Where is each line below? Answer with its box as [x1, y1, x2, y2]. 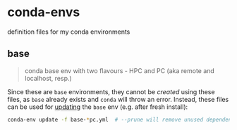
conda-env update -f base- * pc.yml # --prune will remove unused [7, 116, 203, 123]
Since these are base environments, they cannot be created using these [7, 87, 215, 96]
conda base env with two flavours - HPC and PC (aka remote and [24, 66, 215, 74]
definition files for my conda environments [7, 27, 130, 36]
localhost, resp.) [24, 74, 72, 82]
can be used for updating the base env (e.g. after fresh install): [7, 103, 188, 111]
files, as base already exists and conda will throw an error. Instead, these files [7, 95, 229, 103]
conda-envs [7, 4, 80, 20]
